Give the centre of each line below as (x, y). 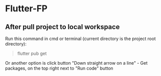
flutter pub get (32, 53)
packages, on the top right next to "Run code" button (59, 68)
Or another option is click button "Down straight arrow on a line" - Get (76, 63)
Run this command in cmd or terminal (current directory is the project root (80, 38)
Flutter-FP (27, 9)
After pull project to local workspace (62, 27)
